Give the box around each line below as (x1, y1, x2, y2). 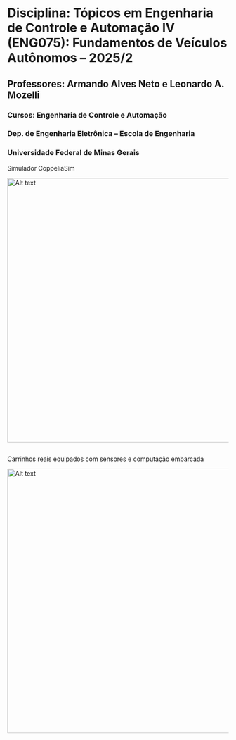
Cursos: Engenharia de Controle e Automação (7, 110, 167, 120)
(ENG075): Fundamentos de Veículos (7, 35, 228, 51)
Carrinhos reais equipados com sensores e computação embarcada (7, 455, 204, 463)
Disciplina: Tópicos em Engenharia (7, 5, 214, 21)
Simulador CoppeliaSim (7, 164, 75, 172)
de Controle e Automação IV (7, 20, 176, 36)
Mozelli (7, 89, 40, 101)
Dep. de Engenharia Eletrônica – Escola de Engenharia (7, 129, 195, 139)
